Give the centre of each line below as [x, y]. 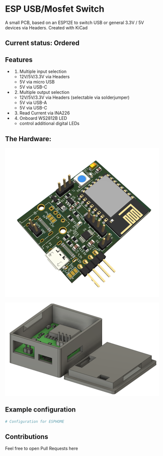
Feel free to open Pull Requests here [41, 449]
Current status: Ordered [42, 43]
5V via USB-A [33, 103]
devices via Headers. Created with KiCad [46, 27]
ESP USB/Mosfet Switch [55, 9]
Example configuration [41, 410]
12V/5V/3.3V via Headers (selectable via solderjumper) [74, 98]
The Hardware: [28, 139]
